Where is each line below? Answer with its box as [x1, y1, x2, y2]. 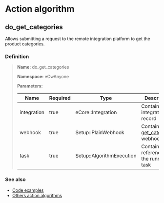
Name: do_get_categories [17, 64, 69, 70]
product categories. [5, 41, 45, 47]
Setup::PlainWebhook [75, 129, 124, 136]
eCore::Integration [75, 109, 117, 116]
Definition [5, 53, 29, 60]
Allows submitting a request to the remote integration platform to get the [5, 36, 150, 41]
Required [49, 95, 71, 101]
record [141, 115, 157, 122]
